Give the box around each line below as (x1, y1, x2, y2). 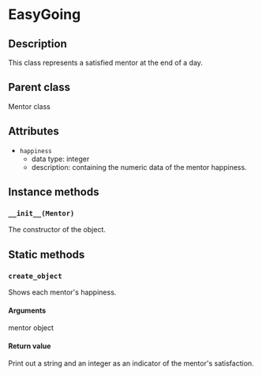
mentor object (8, 323, 54, 333)
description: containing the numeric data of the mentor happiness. (31, 162, 247, 171)
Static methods (8, 247, 85, 261)
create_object (8, 271, 62, 280)
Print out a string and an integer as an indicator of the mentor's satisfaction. (8, 359, 254, 368)
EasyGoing (8, 6, 81, 24)
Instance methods (8, 186, 99, 199)
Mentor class (8, 101, 51, 111)
